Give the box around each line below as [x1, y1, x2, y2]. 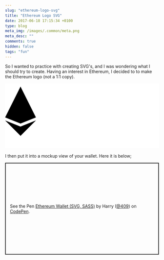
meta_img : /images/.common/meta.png [5, 28, 80, 34]
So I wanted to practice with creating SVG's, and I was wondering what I [5, 63, 150, 69]
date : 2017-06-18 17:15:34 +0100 [5, 18, 73, 23]
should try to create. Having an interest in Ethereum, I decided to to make [5, 69, 152, 74]
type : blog [5, 24, 27, 28]
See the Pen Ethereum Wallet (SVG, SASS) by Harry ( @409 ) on [10, 203, 137, 209]
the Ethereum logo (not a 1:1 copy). [5, 73, 75, 79]
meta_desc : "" [5, 34, 34, 39]
